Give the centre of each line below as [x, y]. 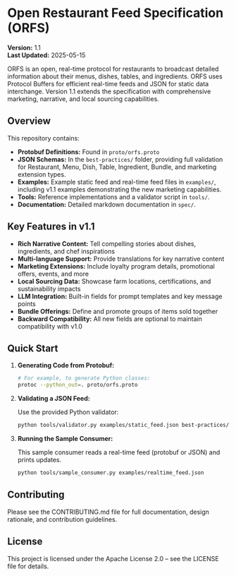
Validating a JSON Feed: [54, 399]
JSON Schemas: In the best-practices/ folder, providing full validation [120, 159]
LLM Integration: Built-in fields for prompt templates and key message [120, 296]
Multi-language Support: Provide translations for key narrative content [121, 259]
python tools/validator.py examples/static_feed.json [98, 425]
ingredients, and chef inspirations [66, 251]
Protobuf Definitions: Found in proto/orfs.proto [88, 152]
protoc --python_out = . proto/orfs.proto [77, 385]
